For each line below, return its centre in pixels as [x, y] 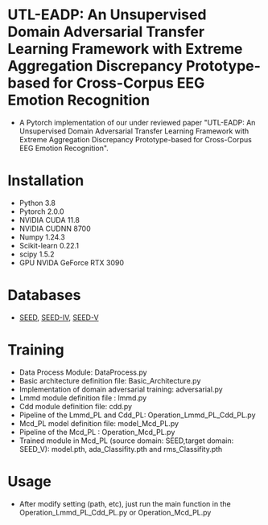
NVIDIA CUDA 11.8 [49, 219]
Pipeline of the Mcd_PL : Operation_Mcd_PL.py [97, 432]
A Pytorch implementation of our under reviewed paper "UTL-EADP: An [137, 122]
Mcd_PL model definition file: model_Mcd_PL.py [99, 423]
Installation [46, 180]
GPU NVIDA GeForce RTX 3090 [72, 262]
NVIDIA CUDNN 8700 [55, 228]
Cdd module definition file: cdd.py [76, 406]
